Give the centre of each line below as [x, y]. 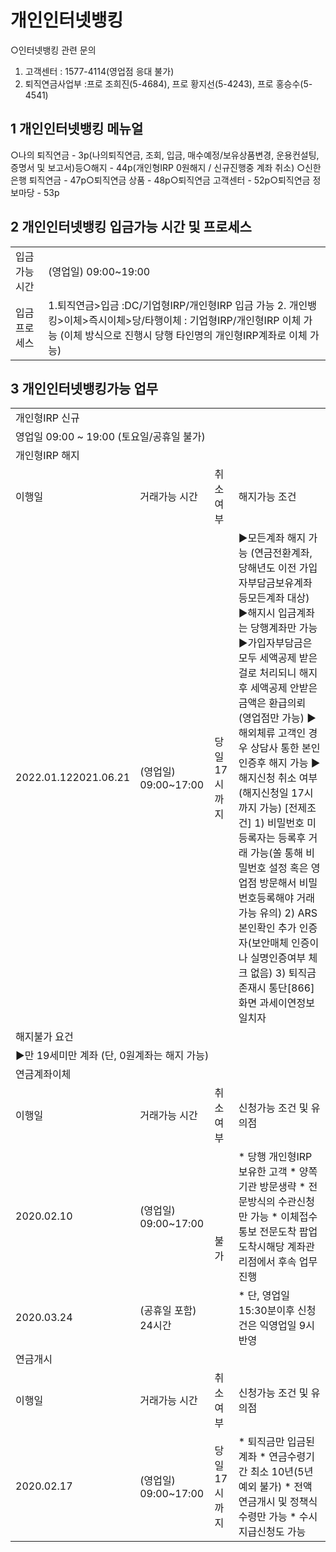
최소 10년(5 [277, 1472]
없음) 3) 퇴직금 [283, 973]
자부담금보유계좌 [275, 583]
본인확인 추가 [267, 928]
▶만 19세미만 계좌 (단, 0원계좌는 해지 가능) [112, 1056]
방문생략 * [283, 1187]
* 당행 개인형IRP [275, 1157]
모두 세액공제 [267, 658]
